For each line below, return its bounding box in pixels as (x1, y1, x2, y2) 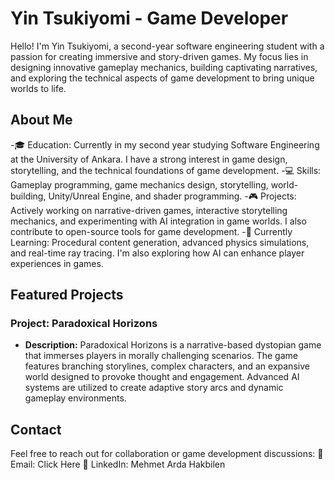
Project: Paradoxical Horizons (10, 317, 158, 331)
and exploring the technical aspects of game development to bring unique (10, 72, 315, 84)
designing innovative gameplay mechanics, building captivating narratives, (10, 61, 318, 73)
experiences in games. (10, 257, 104, 269)
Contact (10, 421, 62, 438)
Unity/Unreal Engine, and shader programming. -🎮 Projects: (48, 190, 297, 202)
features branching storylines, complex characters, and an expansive (24, 360, 310, 372)
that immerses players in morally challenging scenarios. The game (24, 350, 298, 362)
